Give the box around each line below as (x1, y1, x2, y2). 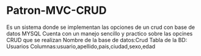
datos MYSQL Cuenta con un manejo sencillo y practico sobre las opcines (6, 30, 193, 37)
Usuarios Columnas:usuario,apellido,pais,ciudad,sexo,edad (6, 43, 156, 50)
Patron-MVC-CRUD (6, 4, 107, 17)
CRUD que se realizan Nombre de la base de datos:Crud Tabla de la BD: (6, 36, 188, 43)
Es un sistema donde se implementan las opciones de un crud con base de (6, 23, 196, 31)
